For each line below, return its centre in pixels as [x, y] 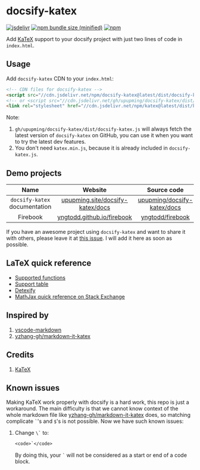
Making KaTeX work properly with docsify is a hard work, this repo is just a [98, 402]
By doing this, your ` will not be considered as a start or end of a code [101, 455]
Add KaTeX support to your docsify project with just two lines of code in [94, 39]
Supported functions [40, 277]
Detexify [25, 290]
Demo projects [34, 173]
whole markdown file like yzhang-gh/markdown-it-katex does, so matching [98, 415]
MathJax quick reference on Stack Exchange [70, 296]
